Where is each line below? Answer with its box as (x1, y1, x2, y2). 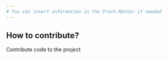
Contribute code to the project (6, 46, 81, 53)
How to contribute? (6, 31, 80, 41)
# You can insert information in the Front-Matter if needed (6, 8, 162, 15)
